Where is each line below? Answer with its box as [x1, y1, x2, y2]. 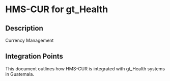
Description [5, 24, 43, 33]
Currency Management [5, 37, 54, 43]
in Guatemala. [5, 71, 35, 77]
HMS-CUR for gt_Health [5, 4, 108, 15]
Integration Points [5, 52, 64, 61]
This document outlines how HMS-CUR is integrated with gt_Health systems [5, 65, 165, 72]
